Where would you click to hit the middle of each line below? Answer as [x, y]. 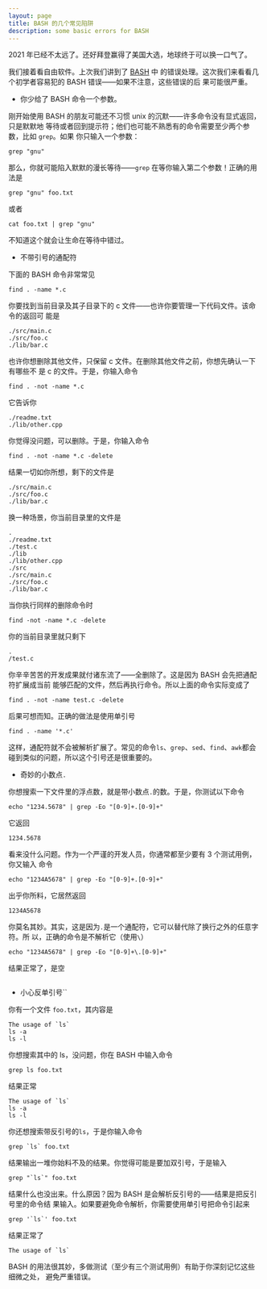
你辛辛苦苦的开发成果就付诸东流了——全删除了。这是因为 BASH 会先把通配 [133, 675]
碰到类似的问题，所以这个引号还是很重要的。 [82, 757]
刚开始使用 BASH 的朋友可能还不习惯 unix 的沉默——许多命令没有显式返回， [135, 116]
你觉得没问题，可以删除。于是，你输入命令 [79, 441]
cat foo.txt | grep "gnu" [51, 224]
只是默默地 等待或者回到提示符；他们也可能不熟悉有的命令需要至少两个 [125, 127]
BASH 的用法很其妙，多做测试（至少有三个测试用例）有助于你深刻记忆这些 [132, 1266]
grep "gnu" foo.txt [41, 193]
